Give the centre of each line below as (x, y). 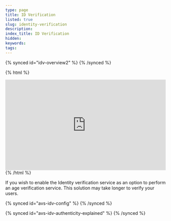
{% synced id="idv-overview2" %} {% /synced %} (58, 62)
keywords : (16, 43)
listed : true (19, 19)
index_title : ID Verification (37, 34)
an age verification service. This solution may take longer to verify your (80, 188)
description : (19, 29)
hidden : (13, 39)
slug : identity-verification (36, 24)
